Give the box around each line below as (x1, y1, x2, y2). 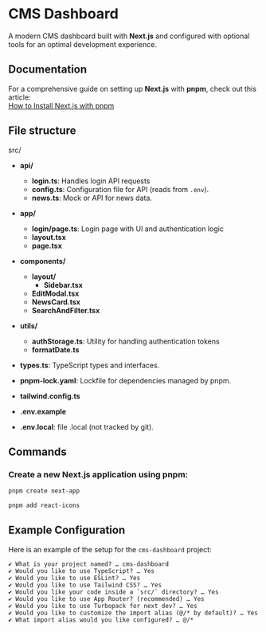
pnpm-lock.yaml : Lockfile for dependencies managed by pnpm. (19, 375, 232, 385)
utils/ (19, 320, 38, 331)
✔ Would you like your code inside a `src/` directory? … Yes (8, 587, 219, 596)
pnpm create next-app (8, 487, 80, 495)
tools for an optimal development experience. (8, 39, 158, 49)
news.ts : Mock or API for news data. (31, 193, 153, 202)
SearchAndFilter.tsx (31, 305, 100, 315)
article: (8, 92, 31, 102)
